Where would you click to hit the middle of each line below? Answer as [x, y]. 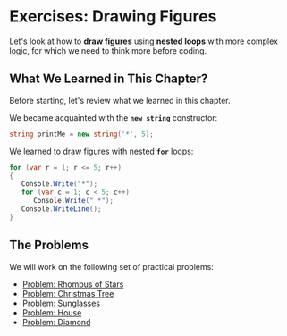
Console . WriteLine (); [61, 209]
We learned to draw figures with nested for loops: [101, 151]
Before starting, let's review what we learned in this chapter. [120, 100]
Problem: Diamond [56, 322]
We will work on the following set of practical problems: [112, 266]
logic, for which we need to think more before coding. [108, 50]
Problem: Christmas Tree [68, 293]
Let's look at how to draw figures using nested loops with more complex [144, 41]
